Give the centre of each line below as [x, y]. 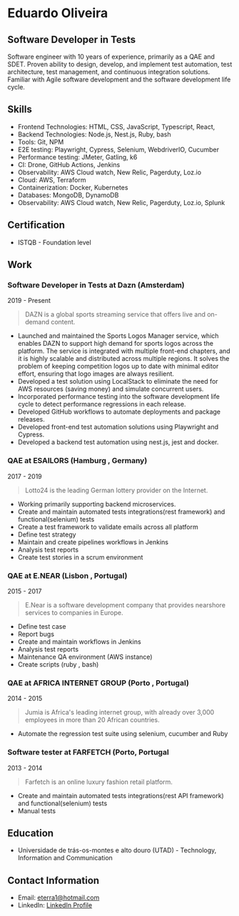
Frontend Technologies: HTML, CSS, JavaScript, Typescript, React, [116, 126]
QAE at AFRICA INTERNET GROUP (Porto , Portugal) [98, 682]
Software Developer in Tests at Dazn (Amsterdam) [96, 285]
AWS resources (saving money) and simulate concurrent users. [111, 389]
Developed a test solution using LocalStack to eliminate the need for [118, 382]
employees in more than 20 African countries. [92, 720]
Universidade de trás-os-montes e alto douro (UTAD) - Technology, [117, 850]
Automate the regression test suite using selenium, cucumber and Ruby [123, 734]
